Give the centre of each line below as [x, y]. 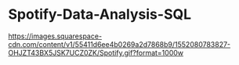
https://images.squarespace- [55, 36]
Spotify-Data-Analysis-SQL [100, 14]
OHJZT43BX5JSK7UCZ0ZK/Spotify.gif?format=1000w [96, 52]
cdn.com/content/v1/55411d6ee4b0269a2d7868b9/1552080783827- [119, 44]
